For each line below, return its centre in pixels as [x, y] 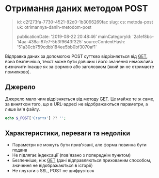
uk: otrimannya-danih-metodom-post [54, 27]
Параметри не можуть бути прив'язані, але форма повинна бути [79, 145]
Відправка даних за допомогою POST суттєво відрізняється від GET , [76, 56]
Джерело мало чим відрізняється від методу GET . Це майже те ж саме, [80, 99]
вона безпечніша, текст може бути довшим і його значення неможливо [79, 61]
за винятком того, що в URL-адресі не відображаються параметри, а [77, 104]
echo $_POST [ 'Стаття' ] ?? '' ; [36, 118]
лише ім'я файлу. [23, 109]
